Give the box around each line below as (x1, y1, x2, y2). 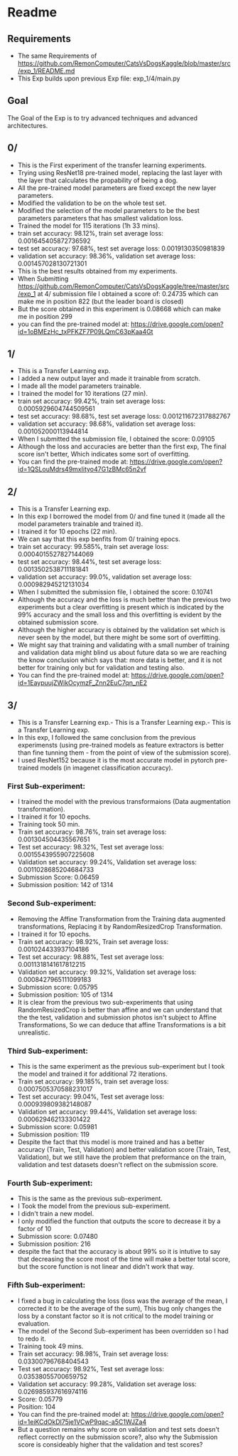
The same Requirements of (17, 51, 97, 60)
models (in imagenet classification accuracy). (40, 763, 173, 772)
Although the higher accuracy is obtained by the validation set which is (17, 626, 226, 634)
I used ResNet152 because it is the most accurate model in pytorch (17, 756, 214, 765)
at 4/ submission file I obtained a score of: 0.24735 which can (37, 289, 219, 298)
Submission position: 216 (17, 1240, 91, 1248)
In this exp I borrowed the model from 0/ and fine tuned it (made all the (17, 512, 225, 520)
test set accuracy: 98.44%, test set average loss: (17, 557, 162, 566)
